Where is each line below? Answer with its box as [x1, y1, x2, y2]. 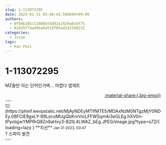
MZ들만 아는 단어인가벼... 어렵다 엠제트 [5, 82, 81, 88]
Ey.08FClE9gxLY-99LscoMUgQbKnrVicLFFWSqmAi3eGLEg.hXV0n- [5, 113, 143, 119]
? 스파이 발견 [5, 131, 30, 137]
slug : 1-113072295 [5, 7, 43, 12]
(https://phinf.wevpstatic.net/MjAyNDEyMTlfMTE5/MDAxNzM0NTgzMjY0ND [5, 108, 161, 114]
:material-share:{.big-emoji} [104, 92, 161, 98]
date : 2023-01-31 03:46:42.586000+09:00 [5, 12, 90, 17]
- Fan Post [9, 44, 32, 49]
